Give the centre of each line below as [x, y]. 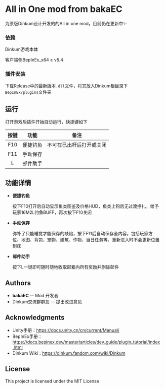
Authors [18, 283]
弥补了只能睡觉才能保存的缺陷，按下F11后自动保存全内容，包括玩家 [80, 234]
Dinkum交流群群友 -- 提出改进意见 [47, 302]
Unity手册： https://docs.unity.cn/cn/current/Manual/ [66, 330]
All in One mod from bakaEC [64, 9]
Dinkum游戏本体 [21, 49]
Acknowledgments [35, 318]
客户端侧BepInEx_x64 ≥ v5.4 [34, 60]
